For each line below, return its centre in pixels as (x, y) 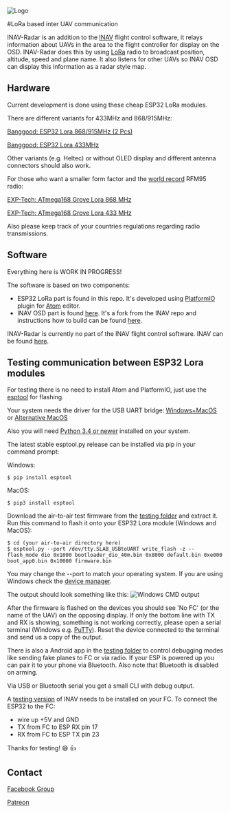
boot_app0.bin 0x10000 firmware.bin (59, 561)
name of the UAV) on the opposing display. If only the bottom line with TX (111, 615)
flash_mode (23, 555)
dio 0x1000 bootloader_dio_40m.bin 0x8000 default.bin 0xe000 (132, 555)
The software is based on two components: (69, 285)
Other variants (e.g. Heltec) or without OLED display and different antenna (112, 158)
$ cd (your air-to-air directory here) (64, 543)
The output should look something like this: (68, 595)
